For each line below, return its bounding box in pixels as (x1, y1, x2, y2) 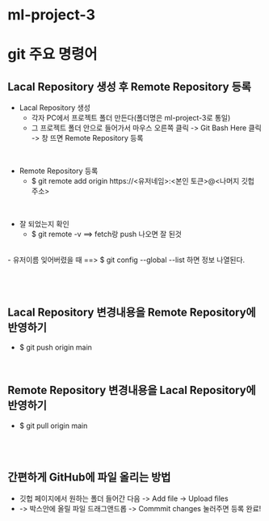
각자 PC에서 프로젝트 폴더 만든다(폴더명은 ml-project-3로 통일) (31, 113, 231, 123)
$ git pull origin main (19, 421, 88, 430)
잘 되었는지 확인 (19, 219, 69, 229)
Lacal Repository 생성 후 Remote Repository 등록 (7, 79, 252, 94)
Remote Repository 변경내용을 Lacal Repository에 (7, 383, 256, 397)
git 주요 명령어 (7, 45, 98, 64)
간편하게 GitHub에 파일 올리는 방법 (7, 471, 171, 485)
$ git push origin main (19, 342, 92, 352)
